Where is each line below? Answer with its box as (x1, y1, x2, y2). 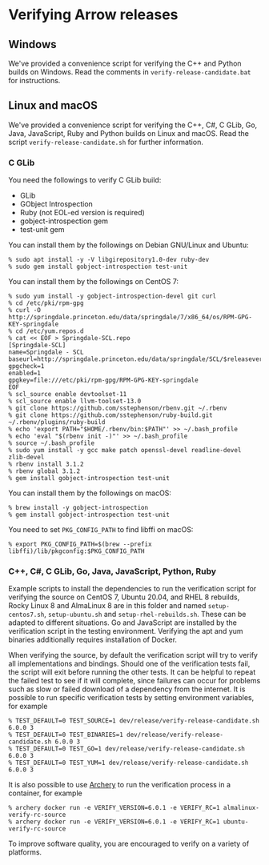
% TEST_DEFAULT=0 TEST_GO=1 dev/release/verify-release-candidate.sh (8, 745, 246, 753)
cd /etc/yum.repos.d (15, 327, 84, 335)
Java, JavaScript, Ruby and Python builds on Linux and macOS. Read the (8, 128, 250, 138)
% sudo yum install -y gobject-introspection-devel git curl (8, 292, 217, 301)
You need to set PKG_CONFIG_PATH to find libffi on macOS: (8, 525, 194, 535)
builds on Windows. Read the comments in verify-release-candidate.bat (8, 67, 251, 77)
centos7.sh (8, 611, 45, 619)
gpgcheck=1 (8, 362, 45, 370)
